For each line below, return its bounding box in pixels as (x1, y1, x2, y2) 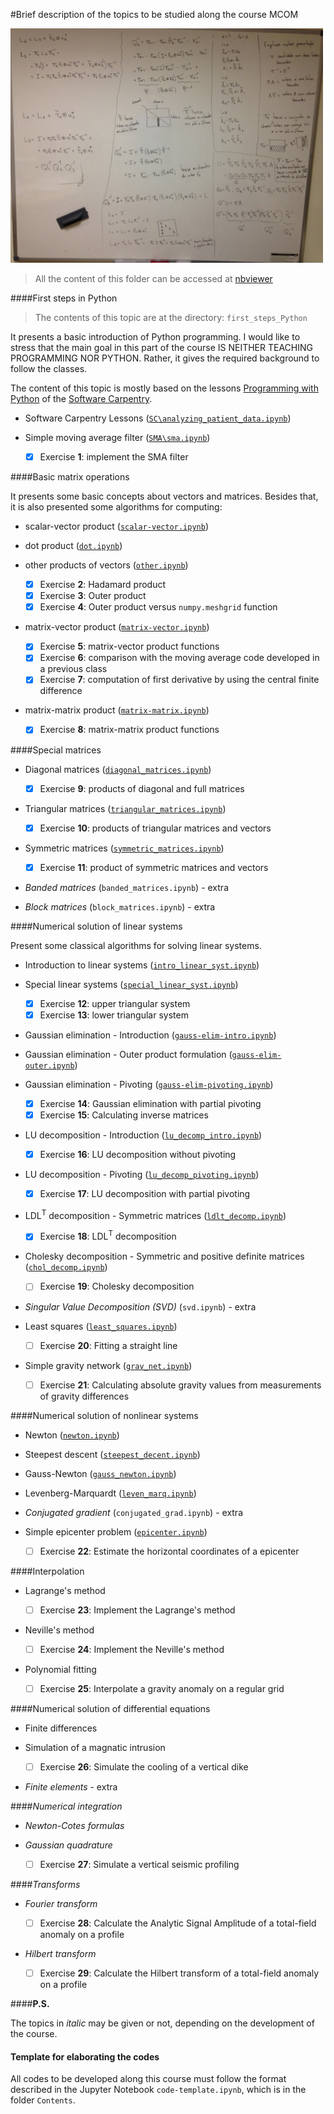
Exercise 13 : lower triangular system (39, 1009, 189, 1021)
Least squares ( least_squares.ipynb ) (24, 1320, 178, 1332)
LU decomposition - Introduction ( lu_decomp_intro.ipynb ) (24, 1129, 263, 1141)
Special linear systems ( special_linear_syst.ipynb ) (24, 978, 239, 990)
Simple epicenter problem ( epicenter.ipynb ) (24, 1525, 208, 1538)
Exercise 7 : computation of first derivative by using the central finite (39, 674, 320, 686)
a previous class (39, 663, 108, 675)
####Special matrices (10, 744, 102, 756)
